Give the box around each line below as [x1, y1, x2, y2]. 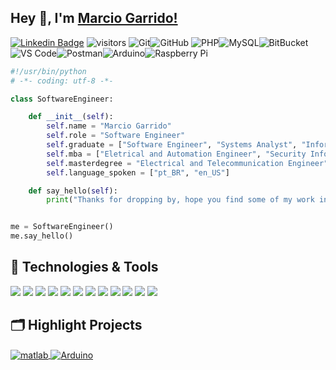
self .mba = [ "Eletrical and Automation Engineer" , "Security [46, 149, 307, 159]
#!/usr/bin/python [10, 66, 87, 76]
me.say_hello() [10, 231, 74, 241]
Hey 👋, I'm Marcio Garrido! [10, 10, 178, 27]
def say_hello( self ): [28, 186, 118, 196]
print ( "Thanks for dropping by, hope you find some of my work [46, 195, 315, 205]
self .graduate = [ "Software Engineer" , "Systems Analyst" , [46, 140, 298, 150]
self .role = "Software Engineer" [46, 131, 186, 141]
